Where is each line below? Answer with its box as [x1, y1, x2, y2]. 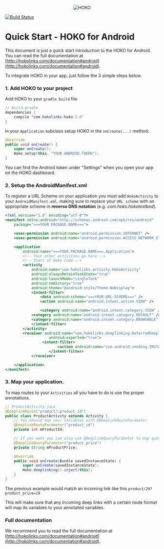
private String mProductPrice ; [14, 445, 78, 450]
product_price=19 [5, 491, 41, 496]
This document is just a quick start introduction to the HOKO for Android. [5, 47, 151, 53]
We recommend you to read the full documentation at [5, 528, 113, 534]
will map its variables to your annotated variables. [5, 504, 105, 510]
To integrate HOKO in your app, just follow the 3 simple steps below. [5, 73, 142, 78]
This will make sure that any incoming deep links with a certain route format [5, 499, 157, 505]
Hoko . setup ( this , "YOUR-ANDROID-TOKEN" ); [14, 151, 99, 156]
